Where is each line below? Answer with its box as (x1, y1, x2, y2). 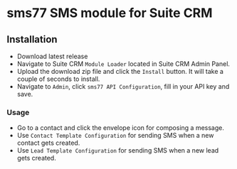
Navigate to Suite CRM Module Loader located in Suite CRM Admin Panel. (16, 60, 231, 68)
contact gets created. (16, 138, 80, 147)
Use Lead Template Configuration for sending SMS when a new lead (16, 146, 219, 155)
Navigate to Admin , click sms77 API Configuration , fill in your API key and (16, 82, 230, 90)
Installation (6, 33, 58, 45)
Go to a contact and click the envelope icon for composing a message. (16, 124, 225, 132)
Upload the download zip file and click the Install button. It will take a (16, 67, 223, 75)
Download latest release (16, 52, 88, 60)
